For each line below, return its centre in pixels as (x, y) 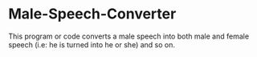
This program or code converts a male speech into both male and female (129, 36)
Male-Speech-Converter (92, 14)
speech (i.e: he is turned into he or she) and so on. (92, 44)
